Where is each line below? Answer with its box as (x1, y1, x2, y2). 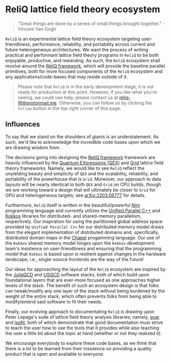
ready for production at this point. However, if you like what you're (17, 89, 157, 95)
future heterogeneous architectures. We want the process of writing (5, 46, 149, 53)
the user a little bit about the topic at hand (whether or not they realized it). (5, 330, 162, 336)
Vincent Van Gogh (17, 25, 56, 32)
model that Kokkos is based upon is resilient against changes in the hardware (5, 251, 166, 257)
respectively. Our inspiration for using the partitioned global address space (5, 218, 163, 224)
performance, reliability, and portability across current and (32, 41, 155, 47)
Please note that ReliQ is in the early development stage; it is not (17, 83, 154, 90)
